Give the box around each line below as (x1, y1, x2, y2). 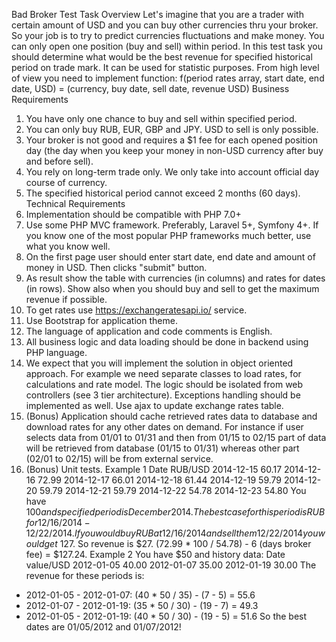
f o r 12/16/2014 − (25, 517, 91, 528)
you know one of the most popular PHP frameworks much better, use (25, 230, 312, 241)
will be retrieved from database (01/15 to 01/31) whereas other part (25, 442, 300, 454)
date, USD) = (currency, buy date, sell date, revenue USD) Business (11, 83, 290, 94)
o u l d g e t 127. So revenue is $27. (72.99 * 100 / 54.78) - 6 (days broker (25, 538, 312, 549)
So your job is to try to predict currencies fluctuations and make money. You (11, 30, 325, 41)
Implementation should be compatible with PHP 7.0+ (25, 209, 242, 220)
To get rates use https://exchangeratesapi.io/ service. (25, 304, 248, 316)
